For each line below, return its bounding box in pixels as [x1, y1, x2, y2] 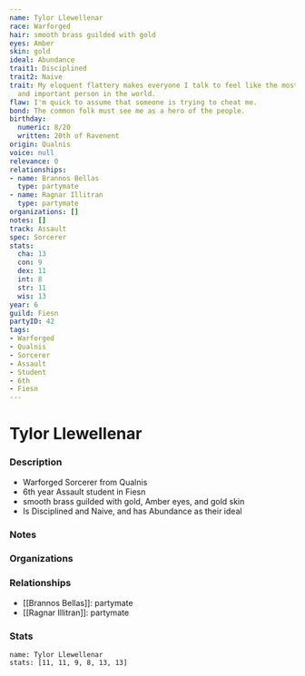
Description [9, 456, 63, 468]
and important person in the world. [17, 89, 156, 98]
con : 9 [17, 258, 43, 268]
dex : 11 [17, 267, 47, 276]
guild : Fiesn [9, 309, 59, 318]
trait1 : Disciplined [9, 64, 88, 73]
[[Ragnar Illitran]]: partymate [22, 607, 130, 618]
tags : [9, 326, 30, 335]
